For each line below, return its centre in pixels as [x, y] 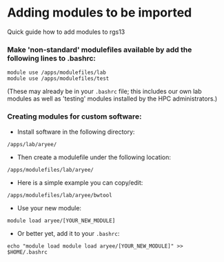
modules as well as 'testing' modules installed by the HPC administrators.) [112, 99]
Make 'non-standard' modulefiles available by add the [100, 50]
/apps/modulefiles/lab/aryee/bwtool [60, 195]
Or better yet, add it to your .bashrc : [68, 233]
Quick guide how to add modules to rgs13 [66, 32]
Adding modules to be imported [100, 13]
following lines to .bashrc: [52, 58]
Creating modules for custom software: [74, 117]
